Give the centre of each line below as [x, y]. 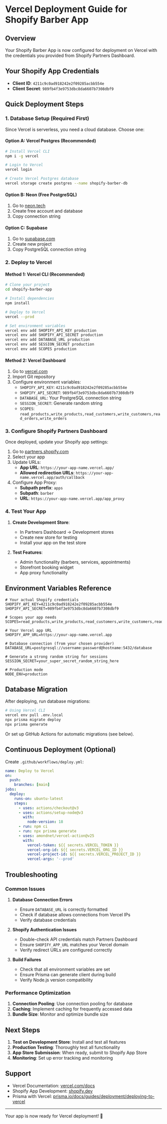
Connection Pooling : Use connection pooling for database [72, 1004]
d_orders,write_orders [43, 419]
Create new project [32, 244]
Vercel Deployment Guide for [66, 9]
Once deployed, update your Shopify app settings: [57, 442]
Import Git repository [34, 377]
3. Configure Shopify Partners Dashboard [56, 431]
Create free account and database [47, 211]
